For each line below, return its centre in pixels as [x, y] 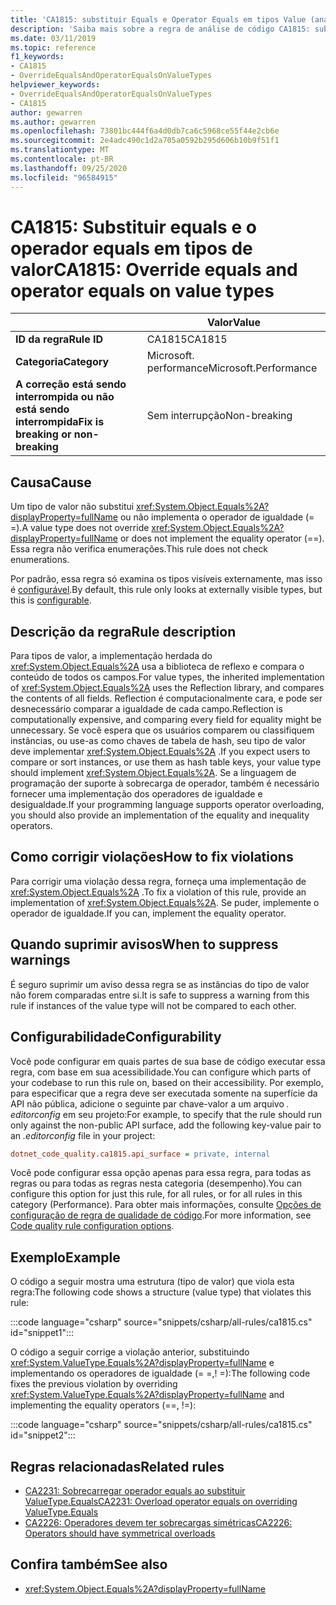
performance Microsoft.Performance [232, 368]
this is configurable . [51, 600]
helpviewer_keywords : [55, 85]
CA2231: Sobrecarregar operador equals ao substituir [135, 1490]
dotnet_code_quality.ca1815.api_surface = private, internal [140, 1154]
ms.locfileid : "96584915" [64, 177]
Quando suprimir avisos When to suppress [144, 944]
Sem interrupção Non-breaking [219, 416]
